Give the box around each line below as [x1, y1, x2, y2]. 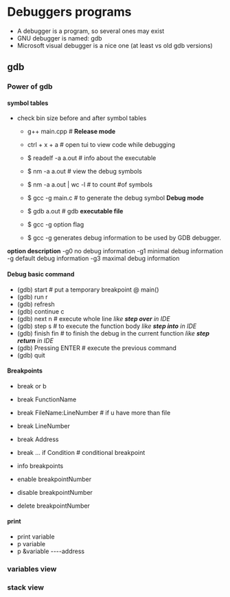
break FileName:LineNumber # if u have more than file [16, 408, 171, 417]
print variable [16, 532, 55, 541]
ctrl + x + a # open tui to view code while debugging [27, 141, 176, 149]
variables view [7, 564, 57, 574]
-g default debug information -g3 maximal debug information [7, 255, 180, 263]
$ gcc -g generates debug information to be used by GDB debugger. [27, 234, 222, 242]
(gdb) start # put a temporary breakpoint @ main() [16, 285, 159, 294]
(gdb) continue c [16, 307, 65, 316]
